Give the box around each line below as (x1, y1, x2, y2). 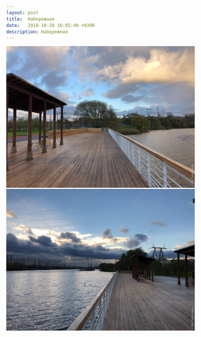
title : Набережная (6, 16, 55, 22)
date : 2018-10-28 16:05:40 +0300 (6, 22, 95, 28)
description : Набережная (6, 29, 68, 35)
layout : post (6, 10, 39, 16)
